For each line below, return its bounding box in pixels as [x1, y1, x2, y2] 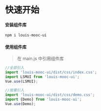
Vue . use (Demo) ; [5, 101, 36, 106]
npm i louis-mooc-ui [5, 33, 47, 38]
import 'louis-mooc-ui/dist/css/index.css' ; [5, 70, 97, 75]
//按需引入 [5, 88, 24, 92]
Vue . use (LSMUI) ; [5, 79, 38, 84]
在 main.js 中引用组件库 [17, 55, 64, 61]
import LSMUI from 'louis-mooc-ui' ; [5, 74, 80, 79]
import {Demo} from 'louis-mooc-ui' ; [5, 97, 82, 102]
